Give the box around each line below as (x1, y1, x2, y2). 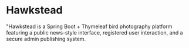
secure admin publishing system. (6, 35, 86, 42)
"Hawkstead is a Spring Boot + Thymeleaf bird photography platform (6, 23, 173, 30)
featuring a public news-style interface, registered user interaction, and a (6, 29, 183, 36)
